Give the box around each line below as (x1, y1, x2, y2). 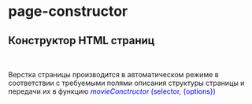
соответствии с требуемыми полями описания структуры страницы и (8, 78, 245, 87)
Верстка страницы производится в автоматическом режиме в (8, 70, 219, 79)
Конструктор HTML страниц (8, 34, 155, 47)
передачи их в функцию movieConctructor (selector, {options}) (8, 87, 217, 96)
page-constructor (8, 2, 128, 20)
